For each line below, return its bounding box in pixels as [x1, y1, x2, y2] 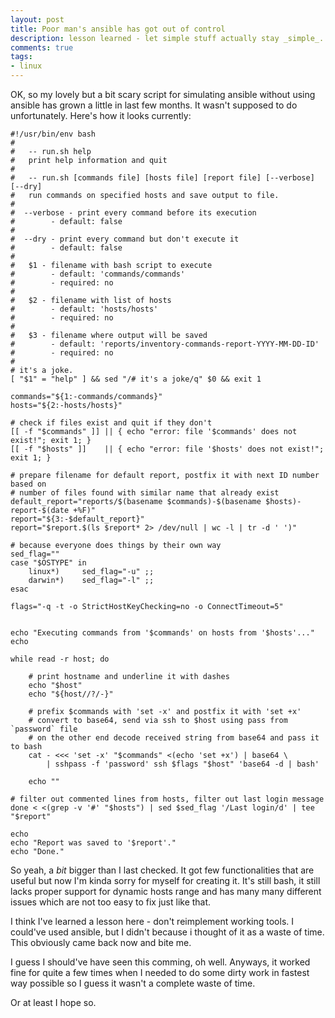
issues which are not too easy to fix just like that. [10, 896, 212, 908]
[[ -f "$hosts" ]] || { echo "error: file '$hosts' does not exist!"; [10, 444, 325, 454]
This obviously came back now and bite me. [10, 937, 192, 948]
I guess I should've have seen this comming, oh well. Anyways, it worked [10, 956, 311, 968]
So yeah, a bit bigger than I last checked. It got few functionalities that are [10, 864, 315, 876]
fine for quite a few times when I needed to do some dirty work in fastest [10, 967, 310, 978]
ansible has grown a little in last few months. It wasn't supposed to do [10, 99, 298, 111]
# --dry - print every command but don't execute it [10, 234, 240, 244]
